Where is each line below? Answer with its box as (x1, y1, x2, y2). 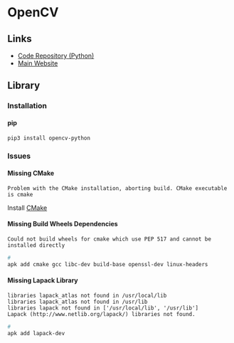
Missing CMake (7, 169, 55, 177)
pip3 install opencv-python (7, 134, 91, 142)
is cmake (7, 191, 33, 198)
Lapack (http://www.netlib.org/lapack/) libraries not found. (7, 310, 196, 317)
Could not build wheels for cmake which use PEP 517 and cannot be (7, 236, 212, 243)
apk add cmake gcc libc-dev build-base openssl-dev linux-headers (7, 260, 208, 268)
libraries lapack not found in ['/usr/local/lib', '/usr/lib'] (7, 304, 199, 312)
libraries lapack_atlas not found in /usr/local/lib (7, 292, 167, 299)
